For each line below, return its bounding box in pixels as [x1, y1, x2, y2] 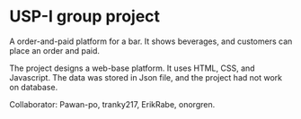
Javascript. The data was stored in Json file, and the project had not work [9, 72, 283, 82]
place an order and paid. [9, 45, 101, 55]
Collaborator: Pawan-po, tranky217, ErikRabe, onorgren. [9, 98, 216, 109]
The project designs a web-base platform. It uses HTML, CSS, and [9, 63, 255, 73]
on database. [9, 81, 58, 92]
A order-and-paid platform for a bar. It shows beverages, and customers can [9, 36, 293, 47]
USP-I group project [9, 6, 160, 27]
